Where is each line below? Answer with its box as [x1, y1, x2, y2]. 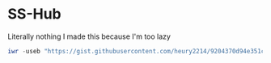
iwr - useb [7, 47, 41, 55]
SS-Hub [7, 5, 61, 23]
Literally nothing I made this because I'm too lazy [7, 31, 171, 41]
